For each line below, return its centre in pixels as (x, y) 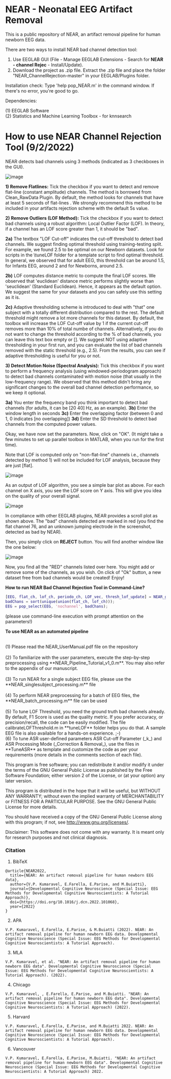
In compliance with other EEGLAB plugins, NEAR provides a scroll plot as (81, 515)
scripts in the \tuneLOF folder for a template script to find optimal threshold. (84, 255)
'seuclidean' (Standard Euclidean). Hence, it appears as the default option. (83, 286)
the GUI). (15, 167)
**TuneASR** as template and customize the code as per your (72, 749)
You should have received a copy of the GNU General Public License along (83, 816)
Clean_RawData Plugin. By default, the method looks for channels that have (84, 197)
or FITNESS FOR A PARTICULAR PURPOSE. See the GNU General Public (81, 801)
